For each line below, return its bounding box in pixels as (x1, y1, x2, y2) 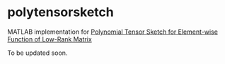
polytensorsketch (7, 4, 115, 20)
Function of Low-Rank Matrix (7, 34, 92, 43)
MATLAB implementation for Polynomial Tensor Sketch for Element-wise (7, 27, 218, 36)
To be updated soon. (7, 49, 68, 57)
